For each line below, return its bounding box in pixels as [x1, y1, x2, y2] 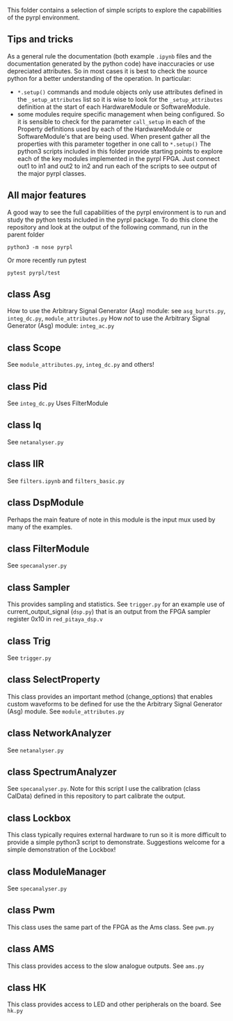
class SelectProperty [7, 674, 101, 686]
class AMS [7, 943, 54, 955]
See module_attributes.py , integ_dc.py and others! [7, 361, 154, 369]
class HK [7, 982, 47, 994]
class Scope [7, 342, 61, 354]
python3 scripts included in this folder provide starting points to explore [17, 146, 223, 156]
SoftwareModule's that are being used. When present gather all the [17, 132, 211, 140]
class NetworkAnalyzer [7, 727, 112, 739]
